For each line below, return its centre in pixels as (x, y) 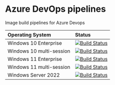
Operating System (29, 34)
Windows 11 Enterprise (35, 59)
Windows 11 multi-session (39, 67)
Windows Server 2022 (34, 75)
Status (83, 34)
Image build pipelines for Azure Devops (45, 23)
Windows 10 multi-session (39, 51)
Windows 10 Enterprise (35, 43)
